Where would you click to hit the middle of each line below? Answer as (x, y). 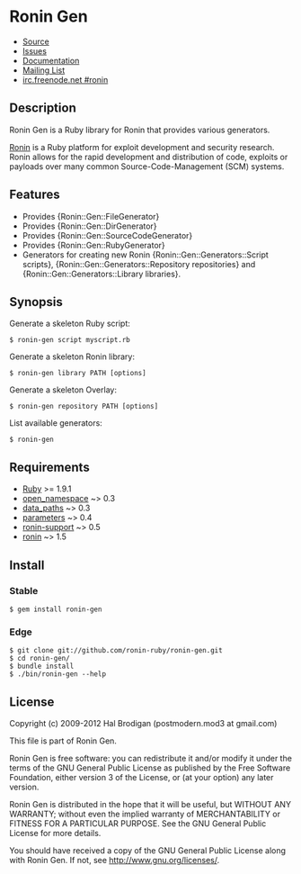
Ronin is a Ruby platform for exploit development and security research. (142, 147)
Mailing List (44, 70)
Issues (35, 50)
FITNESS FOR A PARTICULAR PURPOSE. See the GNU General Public (138, 823)
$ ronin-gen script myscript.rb (70, 340)
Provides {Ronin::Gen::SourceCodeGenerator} (107, 235)
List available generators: (56, 423)
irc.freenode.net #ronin (65, 79)
